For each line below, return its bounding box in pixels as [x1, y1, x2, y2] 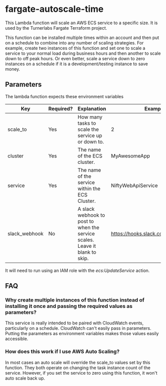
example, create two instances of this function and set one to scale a [5, 45, 146, 51]
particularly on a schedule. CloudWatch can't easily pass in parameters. [5, 325, 152, 331]
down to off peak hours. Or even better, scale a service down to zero [5, 55, 145, 61]
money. [5, 66, 21, 72]
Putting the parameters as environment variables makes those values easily [5, 331, 159, 337]
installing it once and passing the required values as [5, 303, 132, 309]
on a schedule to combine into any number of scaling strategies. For [5, 39, 144, 45]
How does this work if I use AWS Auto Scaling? [5, 348, 120, 355]
